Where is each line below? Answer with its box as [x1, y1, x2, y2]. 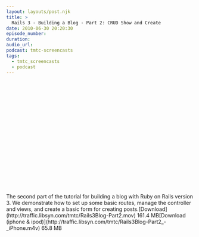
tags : [6, 53, 20, 59]
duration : [6, 36, 31, 42]
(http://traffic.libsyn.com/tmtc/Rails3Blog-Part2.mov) [6, 212, 136, 219]
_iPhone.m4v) [6, 225, 41, 232]
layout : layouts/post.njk [6, 8, 70, 15]
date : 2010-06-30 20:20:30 [6, 25, 73, 31]
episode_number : [6, 31, 46, 37]
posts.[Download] [123, 206, 168, 213]
